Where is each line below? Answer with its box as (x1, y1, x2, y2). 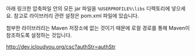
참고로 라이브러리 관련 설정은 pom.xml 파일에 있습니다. (13, 12, 139, 19)
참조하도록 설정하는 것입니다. (6, 32, 72, 39)
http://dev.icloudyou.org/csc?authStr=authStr (6, 43, 116, 50)
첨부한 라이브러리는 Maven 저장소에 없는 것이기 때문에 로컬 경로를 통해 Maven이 (6, 25, 190, 31)
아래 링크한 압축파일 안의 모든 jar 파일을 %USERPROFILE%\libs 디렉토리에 (6, 5, 170, 12)
